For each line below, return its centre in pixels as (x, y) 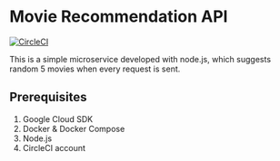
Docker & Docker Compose (74, 128)
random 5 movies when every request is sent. (95, 69)
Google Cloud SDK (58, 118)
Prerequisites (48, 97)
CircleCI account (54, 147)
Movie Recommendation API (119, 17)
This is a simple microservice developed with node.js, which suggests (140, 59)
